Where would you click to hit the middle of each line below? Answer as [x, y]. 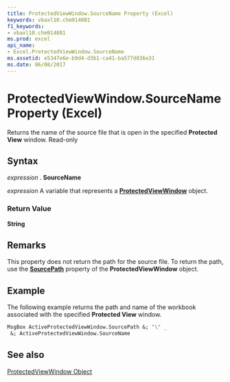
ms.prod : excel [29, 39]
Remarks [27, 246]
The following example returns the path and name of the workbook [102, 307]
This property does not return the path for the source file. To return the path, [115, 262]
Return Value [29, 209]
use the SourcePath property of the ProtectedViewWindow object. [103, 269]
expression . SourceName [44, 178]
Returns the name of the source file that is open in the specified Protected [112, 132]
